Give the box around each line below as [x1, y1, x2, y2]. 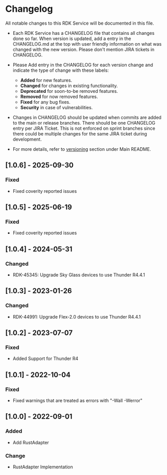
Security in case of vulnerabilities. [20, 104, 93, 110]
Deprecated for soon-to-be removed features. [20, 88, 118, 94]
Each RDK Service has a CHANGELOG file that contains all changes [12, 30, 155, 36]
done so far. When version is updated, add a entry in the [12, 35, 131, 42]
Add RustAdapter [12, 439, 50, 445]
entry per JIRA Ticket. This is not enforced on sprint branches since [12, 125, 156, 131]
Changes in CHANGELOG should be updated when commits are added [12, 114, 162, 121]
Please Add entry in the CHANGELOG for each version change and [12, 62, 153, 68]
